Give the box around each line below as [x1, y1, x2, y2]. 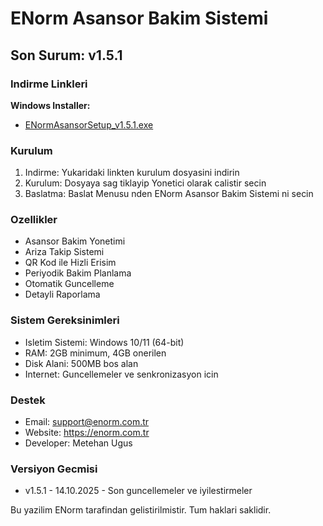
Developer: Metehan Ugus [24, 437, 133, 449]
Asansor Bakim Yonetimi [24, 235, 126, 247]
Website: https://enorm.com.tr [24, 427, 150, 439]
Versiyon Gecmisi [10, 462, 98, 476]
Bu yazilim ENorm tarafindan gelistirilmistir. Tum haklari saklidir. [10, 504, 272, 516]
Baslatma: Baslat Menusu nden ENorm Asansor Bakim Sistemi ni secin [24, 188, 314, 200]
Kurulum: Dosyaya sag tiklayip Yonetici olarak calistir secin [24, 177, 267, 189]
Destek [10, 393, 46, 407]
